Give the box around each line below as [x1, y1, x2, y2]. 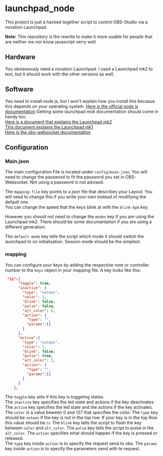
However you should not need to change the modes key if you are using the [5, 214, 154, 220]
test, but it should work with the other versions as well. [5, 71, 115, 77]
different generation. [5, 224, 46, 230]
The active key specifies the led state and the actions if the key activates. [5, 404, 153, 410]
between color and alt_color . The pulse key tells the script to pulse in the [5, 425, 154, 431]
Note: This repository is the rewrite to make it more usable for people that [5, 34, 153, 39]
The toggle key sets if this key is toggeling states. [5, 394, 105, 400]
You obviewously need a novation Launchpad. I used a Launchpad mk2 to [5, 66, 153, 72]
